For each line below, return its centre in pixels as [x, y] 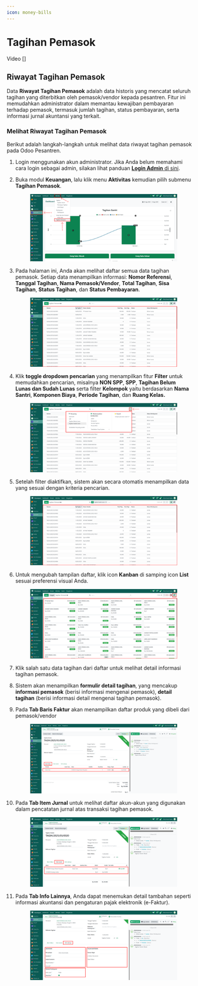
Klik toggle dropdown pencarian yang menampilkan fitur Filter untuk [99, 376]
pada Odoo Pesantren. [34, 151]
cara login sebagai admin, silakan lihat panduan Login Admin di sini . [98, 168]
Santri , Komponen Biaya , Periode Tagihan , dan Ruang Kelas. [90, 395]
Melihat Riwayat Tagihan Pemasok [57, 131]
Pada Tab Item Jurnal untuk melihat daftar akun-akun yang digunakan [100, 803]
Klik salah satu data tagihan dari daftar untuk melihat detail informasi [98, 668]
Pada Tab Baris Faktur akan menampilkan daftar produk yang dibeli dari [102, 710]
